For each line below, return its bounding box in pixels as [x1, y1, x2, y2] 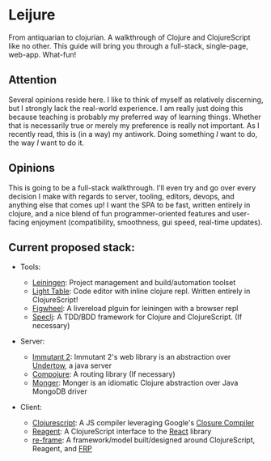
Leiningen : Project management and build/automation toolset [32, 278, 236, 288]
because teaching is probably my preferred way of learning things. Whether [8, 112, 261, 122]
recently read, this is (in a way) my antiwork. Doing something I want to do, [8, 129, 258, 139]
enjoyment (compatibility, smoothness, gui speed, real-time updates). [31, 217, 263, 227]
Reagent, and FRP [32, 444, 92, 454]
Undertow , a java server [32, 361, 112, 370]
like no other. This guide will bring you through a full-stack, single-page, [8, 41, 248, 50]
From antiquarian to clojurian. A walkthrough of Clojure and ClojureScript [8, 32, 251, 42]
